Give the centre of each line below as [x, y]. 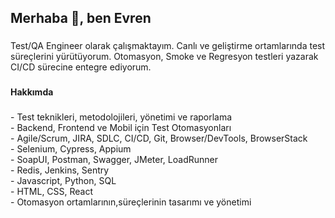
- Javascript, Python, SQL [63, 181]
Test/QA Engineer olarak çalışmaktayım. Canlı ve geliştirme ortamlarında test [168, 46]
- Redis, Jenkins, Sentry [60, 170]
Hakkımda [32, 92]
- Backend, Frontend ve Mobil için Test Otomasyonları [121, 128]
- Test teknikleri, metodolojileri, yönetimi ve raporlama [121, 117]
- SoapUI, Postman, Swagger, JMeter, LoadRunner [114, 160]
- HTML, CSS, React [52, 192]
